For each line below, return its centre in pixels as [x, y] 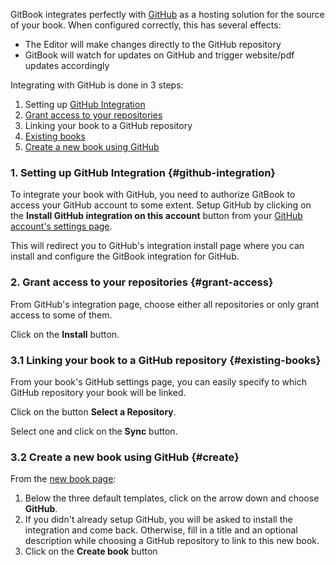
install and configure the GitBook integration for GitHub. [125, 256]
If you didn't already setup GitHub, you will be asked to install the [158, 520]
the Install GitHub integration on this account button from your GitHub [156, 216]
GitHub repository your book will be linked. [98, 392]
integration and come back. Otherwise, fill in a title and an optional [161, 530]
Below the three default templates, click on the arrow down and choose [172, 498]
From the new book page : [63, 479]
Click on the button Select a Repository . [93, 411]
